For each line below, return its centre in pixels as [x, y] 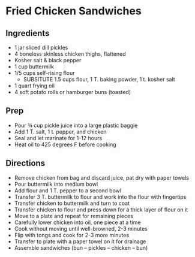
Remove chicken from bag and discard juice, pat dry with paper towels [102, 177]
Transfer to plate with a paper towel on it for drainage [80, 241]
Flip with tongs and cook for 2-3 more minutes [72, 235]
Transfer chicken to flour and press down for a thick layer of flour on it [101, 209]
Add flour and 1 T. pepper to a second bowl [67, 191]
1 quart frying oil [34, 86]
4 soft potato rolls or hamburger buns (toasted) [73, 92]
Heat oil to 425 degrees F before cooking [65, 144]
